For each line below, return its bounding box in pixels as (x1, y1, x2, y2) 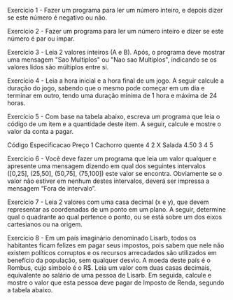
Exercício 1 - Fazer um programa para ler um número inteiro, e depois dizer (7, 6, 223, 14)
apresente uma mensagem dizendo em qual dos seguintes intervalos (7, 162, 206, 170)
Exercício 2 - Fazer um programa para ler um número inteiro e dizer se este (7, 27, 224, 35)
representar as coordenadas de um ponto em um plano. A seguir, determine (7, 205, 226, 213)
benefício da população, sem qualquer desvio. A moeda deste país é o (7, 256, 211, 264)
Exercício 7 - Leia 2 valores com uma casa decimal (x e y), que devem (7, 198, 209, 206)
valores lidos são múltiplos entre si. (7, 63, 109, 71)
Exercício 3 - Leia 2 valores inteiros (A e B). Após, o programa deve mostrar (7, 48, 225, 56)
